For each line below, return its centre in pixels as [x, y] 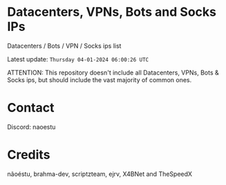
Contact [31, 108]
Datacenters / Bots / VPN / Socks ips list [64, 46]
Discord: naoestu [31, 127]
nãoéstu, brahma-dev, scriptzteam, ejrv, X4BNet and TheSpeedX [100, 174]
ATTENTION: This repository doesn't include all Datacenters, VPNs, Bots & [113, 72]
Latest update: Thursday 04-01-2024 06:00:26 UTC [78, 59]
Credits [29, 155]
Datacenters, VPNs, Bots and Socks [112, 12]
